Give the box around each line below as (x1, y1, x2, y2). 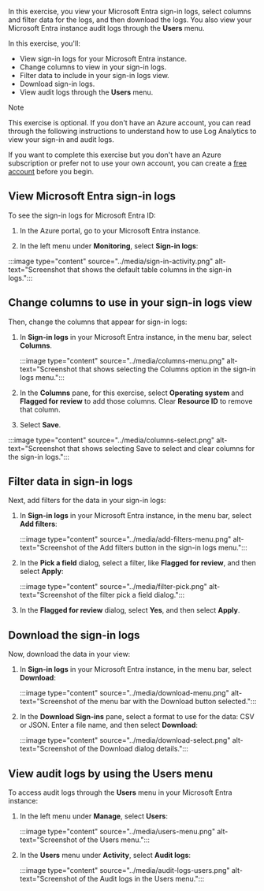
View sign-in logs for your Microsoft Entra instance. (19, 54, 188, 63)
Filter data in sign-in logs (8, 475, 133, 488)
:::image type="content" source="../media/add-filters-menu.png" (19, 535, 232, 544)
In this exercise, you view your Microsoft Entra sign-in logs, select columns (8, 7, 251, 16)
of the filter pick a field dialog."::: (78, 591, 185, 600)
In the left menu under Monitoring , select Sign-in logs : (19, 240, 199, 251)
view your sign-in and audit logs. (8, 135, 114, 144)
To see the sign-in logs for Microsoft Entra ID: (8, 211, 156, 220)
